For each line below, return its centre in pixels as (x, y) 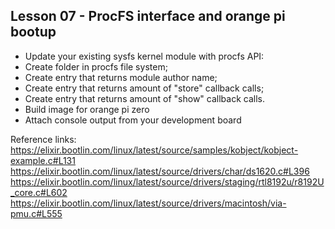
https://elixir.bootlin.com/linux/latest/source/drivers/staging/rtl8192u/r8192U (167, 181)
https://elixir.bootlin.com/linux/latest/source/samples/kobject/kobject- (154, 150)
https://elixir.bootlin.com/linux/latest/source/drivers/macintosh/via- (148, 203)
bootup (33, 32)
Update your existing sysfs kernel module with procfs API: (144, 56)
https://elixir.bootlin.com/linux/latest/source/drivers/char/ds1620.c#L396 (160, 171)
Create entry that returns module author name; (121, 77)
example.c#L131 (43, 160)
